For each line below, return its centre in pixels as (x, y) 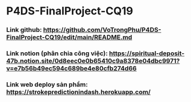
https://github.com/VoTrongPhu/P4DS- (102, 30)
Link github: (24, 30)
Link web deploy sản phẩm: (47, 84)
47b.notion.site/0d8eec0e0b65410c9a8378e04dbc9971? (93, 61)
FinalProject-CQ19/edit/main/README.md (69, 37)
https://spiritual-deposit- (147, 53)
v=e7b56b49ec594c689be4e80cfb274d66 (71, 68)
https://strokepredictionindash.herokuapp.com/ (78, 92)
